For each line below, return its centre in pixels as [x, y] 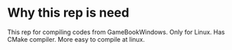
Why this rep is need [69, 13]
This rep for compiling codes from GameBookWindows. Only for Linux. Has [116, 32]
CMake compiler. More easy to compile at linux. [76, 39]
